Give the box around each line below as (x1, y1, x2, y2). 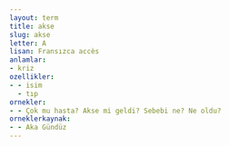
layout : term (9, 13, 59, 23)
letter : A (9, 38, 47, 48)
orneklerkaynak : (9, 114, 71, 123)
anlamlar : (9, 55, 47, 64)
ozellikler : (9, 73, 55, 82)
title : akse (9, 22, 55, 31)
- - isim (9, 81, 43, 90)
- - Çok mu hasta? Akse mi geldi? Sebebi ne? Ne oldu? (9, 106, 222, 115)
